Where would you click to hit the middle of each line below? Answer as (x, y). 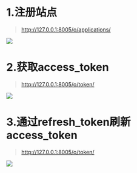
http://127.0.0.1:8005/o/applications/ (66, 29)
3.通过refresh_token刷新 (69, 122)
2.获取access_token (58, 67)
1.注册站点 (32, 12)
